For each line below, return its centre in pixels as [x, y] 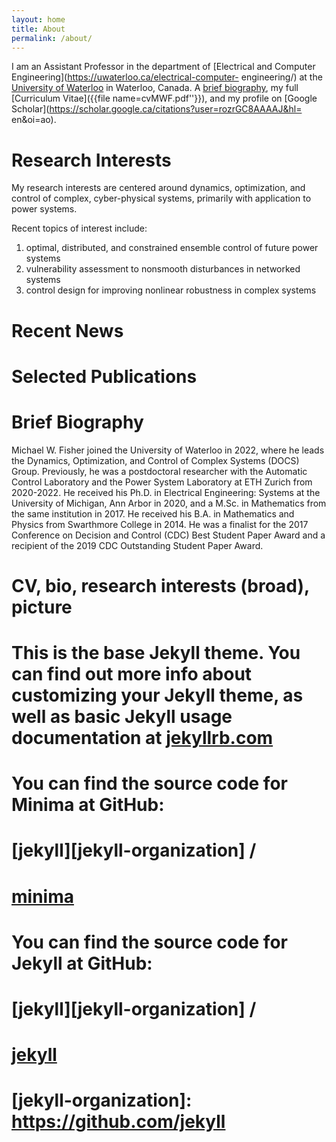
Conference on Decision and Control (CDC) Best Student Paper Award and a [168, 535]
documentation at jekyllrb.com [142, 738]
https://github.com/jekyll [118, 1122]
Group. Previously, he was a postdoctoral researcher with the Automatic [159, 471]
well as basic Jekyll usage [122, 717]
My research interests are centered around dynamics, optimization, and [158, 188]
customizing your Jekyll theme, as [157, 695]
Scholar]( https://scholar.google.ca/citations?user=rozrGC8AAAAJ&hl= [157, 109]
